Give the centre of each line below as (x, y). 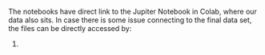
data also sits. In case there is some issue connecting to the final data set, (130, 20)
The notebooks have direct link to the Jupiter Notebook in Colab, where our (133, 12)
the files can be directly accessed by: (70, 28)
